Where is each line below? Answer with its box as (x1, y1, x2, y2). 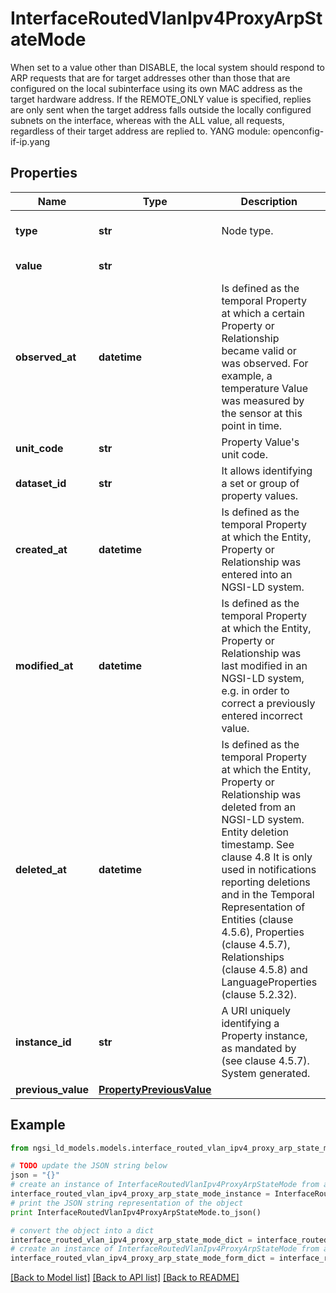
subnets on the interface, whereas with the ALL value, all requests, (10, 114, 285, 126)
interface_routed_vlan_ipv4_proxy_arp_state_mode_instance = (10, 1189, 271, 1199)
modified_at (15, 658, 74, 672)
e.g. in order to (221, 683, 290, 697)
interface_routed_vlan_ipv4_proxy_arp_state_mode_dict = (10, 1235, 253, 1245)
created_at (15, 542, 68, 556)
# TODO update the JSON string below (10, 1161, 168, 1171)
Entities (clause (221, 912, 294, 926)
